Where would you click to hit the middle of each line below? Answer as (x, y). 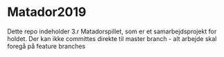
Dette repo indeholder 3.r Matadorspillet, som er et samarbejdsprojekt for (112, 31)
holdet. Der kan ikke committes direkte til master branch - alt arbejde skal (112, 38)
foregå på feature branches (46, 46)
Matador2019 (47, 12)
